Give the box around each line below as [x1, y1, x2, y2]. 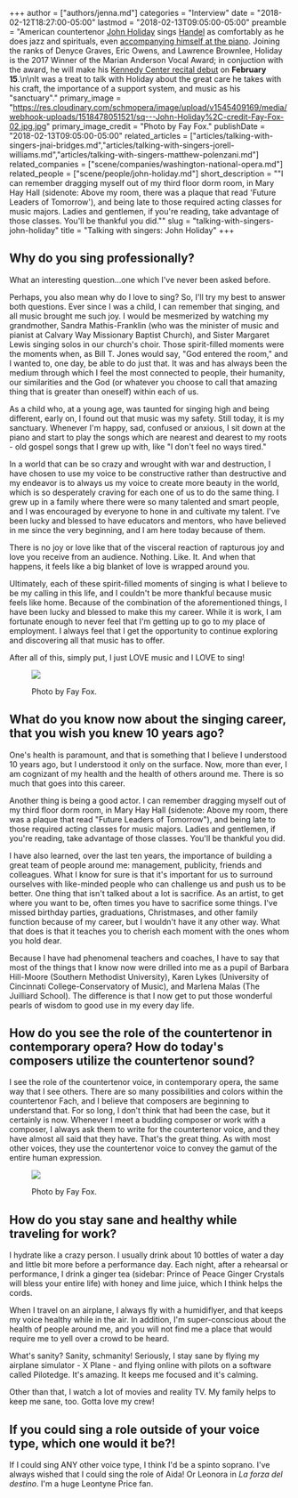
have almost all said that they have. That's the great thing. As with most [9, 1134, 271, 1145]
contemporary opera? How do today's [9, 1040, 224, 1055]
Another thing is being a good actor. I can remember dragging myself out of [9, 795, 286, 806]
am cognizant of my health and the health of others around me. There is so [9, 768, 285, 779]
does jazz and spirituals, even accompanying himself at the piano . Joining [9, 36, 280, 46]
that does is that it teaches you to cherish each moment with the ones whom [9, 926, 290, 936]
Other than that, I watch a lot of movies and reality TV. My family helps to [9, 1387, 276, 1397]
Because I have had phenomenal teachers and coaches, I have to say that [9, 952, 280, 963]
